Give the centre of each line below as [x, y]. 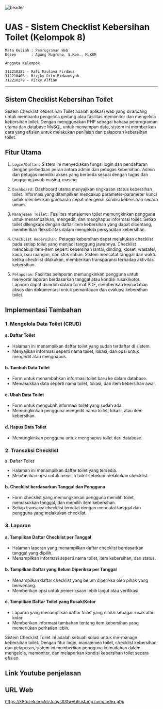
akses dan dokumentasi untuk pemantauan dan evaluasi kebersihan [80, 290]
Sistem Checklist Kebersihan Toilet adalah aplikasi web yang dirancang [76, 111]
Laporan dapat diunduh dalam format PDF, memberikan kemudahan [80, 284]
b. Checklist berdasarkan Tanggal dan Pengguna [55, 486]
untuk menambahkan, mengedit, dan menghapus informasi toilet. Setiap [84, 219]
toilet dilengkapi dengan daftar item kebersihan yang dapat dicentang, [82, 224]
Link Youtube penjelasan [43, 673]
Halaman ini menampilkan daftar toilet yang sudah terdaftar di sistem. [81, 346]
